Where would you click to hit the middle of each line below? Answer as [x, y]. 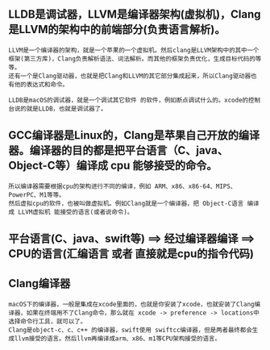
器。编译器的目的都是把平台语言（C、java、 [118, 150]
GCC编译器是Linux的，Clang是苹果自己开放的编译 [134, 135]
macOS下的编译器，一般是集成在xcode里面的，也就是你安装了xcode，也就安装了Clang [132, 304]
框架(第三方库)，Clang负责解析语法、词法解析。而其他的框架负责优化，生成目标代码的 [132, 59]
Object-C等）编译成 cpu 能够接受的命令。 [113, 166]
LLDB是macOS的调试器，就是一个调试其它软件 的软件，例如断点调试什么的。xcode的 [128, 100]
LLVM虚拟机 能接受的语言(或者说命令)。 [76, 212]
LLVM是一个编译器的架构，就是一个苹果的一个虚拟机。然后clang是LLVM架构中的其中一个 [134, 50]
